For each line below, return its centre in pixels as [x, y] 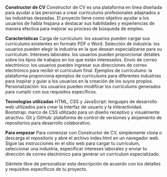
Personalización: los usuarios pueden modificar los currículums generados [83, 86]
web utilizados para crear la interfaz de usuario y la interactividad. [74, 107]
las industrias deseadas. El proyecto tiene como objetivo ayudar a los [77, 18]
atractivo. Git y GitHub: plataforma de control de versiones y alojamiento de [83, 117]
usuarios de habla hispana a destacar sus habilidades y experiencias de [80, 23]
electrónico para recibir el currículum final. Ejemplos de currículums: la [79, 70]
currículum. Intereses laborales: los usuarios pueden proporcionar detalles [82, 54]
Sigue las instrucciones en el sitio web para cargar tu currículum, [73, 143]
